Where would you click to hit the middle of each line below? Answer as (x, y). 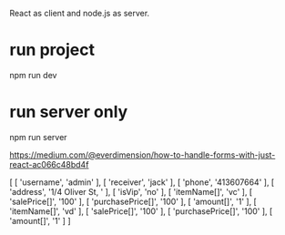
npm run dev (33, 75)
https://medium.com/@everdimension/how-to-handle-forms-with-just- (142, 155)
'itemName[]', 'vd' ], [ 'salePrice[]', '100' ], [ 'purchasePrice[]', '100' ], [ (141, 211)
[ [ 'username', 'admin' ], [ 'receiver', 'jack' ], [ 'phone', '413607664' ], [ (142, 182)
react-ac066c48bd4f (49, 164)
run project (52, 50)
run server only (69, 112)
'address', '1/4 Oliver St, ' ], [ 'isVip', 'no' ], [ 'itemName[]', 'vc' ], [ (131, 191)
